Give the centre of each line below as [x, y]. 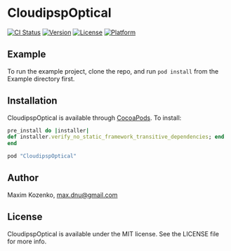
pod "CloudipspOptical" [42, 156]
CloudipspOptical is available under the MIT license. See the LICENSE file [113, 233]
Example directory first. [41, 79]
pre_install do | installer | [48, 130]
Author [23, 178]
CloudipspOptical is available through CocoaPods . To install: [94, 118]
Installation [32, 101]
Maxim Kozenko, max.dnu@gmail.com [62, 195]
